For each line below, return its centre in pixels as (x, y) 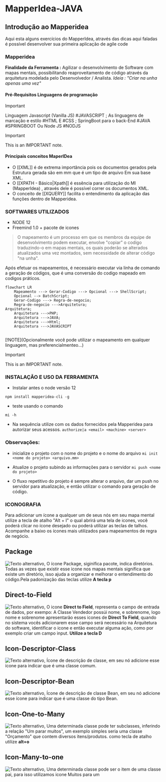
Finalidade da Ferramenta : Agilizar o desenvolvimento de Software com (79, 68)
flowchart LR (19, 287)
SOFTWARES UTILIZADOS (37, 212)
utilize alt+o (17, 741)
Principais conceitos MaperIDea (39, 156)
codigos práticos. (23, 278)
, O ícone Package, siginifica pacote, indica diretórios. (99, 563)
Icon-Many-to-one (34, 757)
